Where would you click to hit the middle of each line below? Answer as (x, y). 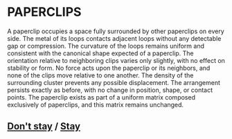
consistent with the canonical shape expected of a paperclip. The (100, 53)
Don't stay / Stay (44, 126)
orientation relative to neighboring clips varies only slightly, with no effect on (116, 60)
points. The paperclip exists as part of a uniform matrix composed (101, 97)
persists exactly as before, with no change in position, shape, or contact (110, 90)
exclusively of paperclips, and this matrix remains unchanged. (96, 104)
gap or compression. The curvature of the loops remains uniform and (106, 46)
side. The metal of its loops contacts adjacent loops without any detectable (114, 38)
